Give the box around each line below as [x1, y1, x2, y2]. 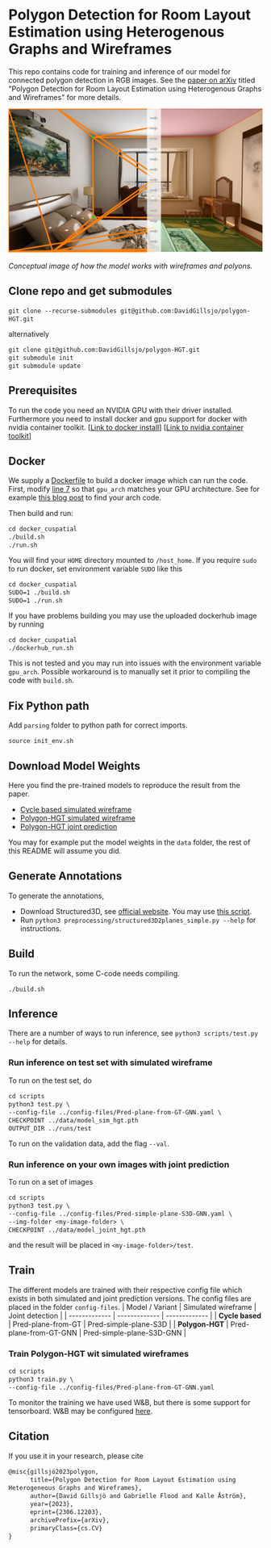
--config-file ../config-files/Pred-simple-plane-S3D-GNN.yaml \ [8, 1210, 232, 1218]
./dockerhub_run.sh [8, 644, 74, 652]
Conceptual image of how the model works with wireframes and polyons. [8, 261, 252, 271]
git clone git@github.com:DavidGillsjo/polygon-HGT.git [8, 346, 200, 354]
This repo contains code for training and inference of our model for [8, 66, 231, 76]
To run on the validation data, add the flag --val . [8, 1139, 169, 1148]
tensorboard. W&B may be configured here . [8, 1407, 153, 1416]
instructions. [19, 923, 62, 933]
